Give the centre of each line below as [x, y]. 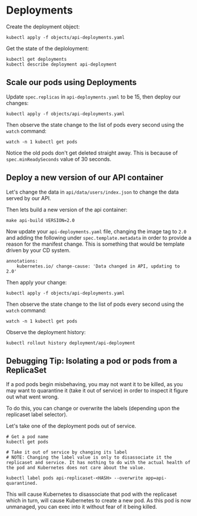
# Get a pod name [27, 437]
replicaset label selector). [37, 414]
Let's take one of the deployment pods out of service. [71, 426]
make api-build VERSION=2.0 [41, 220]
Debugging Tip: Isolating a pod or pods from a [92, 361]
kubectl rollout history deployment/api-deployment [71, 343]
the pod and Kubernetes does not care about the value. [76, 468]
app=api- [156, 478]
